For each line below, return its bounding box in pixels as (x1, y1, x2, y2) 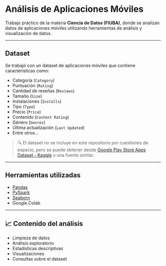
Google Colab (12, 200, 41, 206)
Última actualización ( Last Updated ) (12, 125, 85, 131)
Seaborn (12, 194, 30, 201)
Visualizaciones (12, 251, 44, 257)
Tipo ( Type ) (12, 103, 35, 109)
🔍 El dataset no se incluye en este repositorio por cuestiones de (17, 139, 149, 145)
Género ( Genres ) (12, 119, 45, 125)
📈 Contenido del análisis (5, 219, 83, 228)
